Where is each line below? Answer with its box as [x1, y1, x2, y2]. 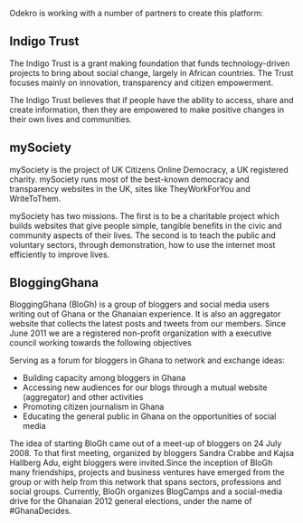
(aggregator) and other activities [22, 392, 144, 403]
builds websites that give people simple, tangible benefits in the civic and [9, 220, 282, 231]
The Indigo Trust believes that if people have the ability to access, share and [9, 94, 294, 105]
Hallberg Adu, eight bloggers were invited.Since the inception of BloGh [9, 457, 273, 469]
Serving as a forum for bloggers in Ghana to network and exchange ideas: [9, 355, 285, 366]
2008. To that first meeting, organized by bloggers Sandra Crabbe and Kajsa [9, 448, 295, 459]
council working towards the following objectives [9, 338, 192, 348]
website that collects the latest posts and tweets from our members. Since [9, 319, 287, 329]
